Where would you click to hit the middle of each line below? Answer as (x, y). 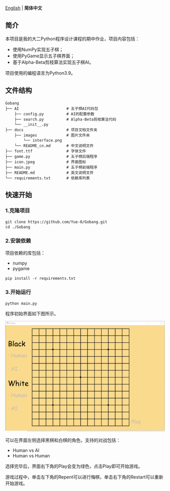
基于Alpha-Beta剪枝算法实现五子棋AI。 (53, 62)
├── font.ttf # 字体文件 (46, 151)
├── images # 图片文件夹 (52, 135)
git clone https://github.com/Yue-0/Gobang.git (56, 222)
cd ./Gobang (18, 227)
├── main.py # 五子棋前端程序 (51, 167)
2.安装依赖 (18, 241)
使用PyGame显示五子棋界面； (44, 56)
